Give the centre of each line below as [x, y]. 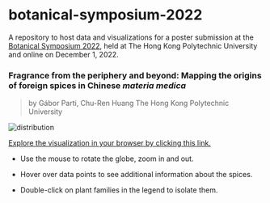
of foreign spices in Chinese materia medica [97, 85]
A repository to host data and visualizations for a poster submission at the [131, 37]
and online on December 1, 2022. [63, 54]
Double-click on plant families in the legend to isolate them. [119, 190]
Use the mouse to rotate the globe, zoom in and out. [107, 159]
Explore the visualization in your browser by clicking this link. [110, 143]
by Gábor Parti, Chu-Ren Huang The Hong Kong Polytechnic [129, 104]
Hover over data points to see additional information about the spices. [136, 175]
